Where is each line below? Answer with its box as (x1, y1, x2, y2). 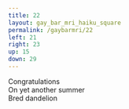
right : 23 (8, 41, 41, 49)
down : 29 (8, 56, 37, 64)
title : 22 (8, 11, 41, 20)
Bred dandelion (8, 93, 57, 103)
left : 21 (8, 33, 37, 42)
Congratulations (8, 76, 61, 86)
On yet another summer (8, 85, 85, 94)
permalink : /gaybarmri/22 (8, 26, 93, 34)
